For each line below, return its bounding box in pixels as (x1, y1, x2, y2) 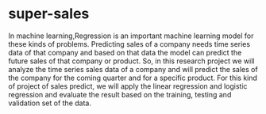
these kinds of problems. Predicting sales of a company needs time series (8, 39, 251, 48)
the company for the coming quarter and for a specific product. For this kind (8, 73, 258, 82)
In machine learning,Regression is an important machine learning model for (8, 31, 254, 40)
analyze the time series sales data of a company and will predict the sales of (8, 64, 258, 74)
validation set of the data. (8, 98, 91, 108)
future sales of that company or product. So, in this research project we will (8, 56, 255, 66)
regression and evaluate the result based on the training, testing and (8, 89, 232, 99)
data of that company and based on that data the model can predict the (8, 47, 242, 57)
